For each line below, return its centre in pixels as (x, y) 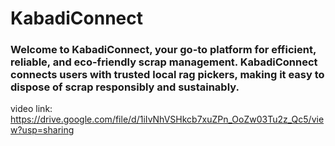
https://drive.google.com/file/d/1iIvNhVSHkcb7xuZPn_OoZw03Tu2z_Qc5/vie (167, 119)
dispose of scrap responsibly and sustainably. (125, 87)
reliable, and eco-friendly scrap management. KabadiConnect (164, 62)
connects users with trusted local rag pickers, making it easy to (167, 75)
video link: (31, 109)
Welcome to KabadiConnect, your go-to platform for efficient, (163, 50)
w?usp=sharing (42, 130)
